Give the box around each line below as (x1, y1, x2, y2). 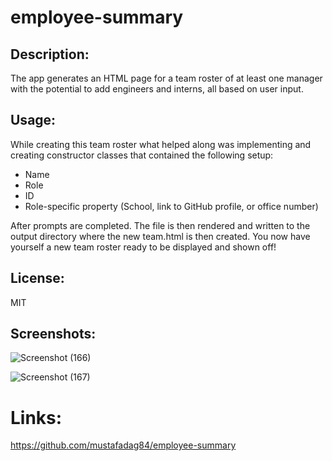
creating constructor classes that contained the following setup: (10, 149, 274, 161)
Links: (10, 406, 63, 429)
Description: (10, 46, 90, 63)
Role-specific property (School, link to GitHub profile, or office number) (24, 200, 319, 212)
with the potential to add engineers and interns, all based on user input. (10, 83, 304, 95)
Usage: (10, 112, 57, 129)
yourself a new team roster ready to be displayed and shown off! (10, 241, 277, 253)
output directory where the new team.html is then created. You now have (10, 230, 311, 242)
